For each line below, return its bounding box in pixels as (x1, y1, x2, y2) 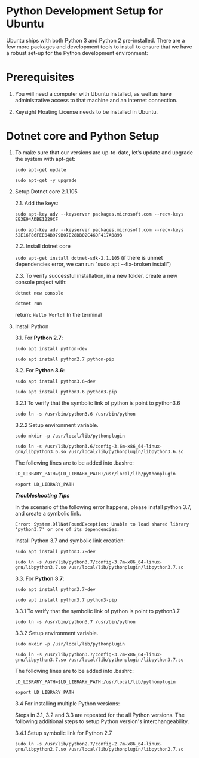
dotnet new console (14, 290, 64, 296)
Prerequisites (6, 71, 75, 84)
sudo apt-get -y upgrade (14, 177, 77, 183)
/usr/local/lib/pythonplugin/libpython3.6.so (68, 448, 184, 454)
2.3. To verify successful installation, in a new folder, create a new (14, 272, 178, 279)
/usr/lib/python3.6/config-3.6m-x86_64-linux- (44, 443, 163, 450)
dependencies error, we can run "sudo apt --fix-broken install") (14, 260, 172, 268)
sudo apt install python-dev (14, 345, 88, 351)
